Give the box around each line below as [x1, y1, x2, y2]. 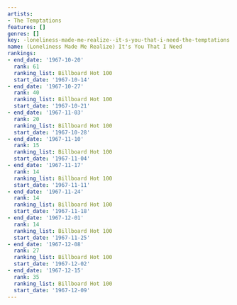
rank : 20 [13, 115, 40, 122]
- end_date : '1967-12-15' [7, 267, 84, 274]
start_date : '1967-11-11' [13, 181, 91, 188]
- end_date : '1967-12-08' [7, 241, 84, 248]
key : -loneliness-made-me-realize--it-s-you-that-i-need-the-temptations [7, 37, 231, 44]
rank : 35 [13, 273, 40, 280]
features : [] [7, 23, 46, 30]
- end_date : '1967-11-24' [7, 188, 84, 195]
